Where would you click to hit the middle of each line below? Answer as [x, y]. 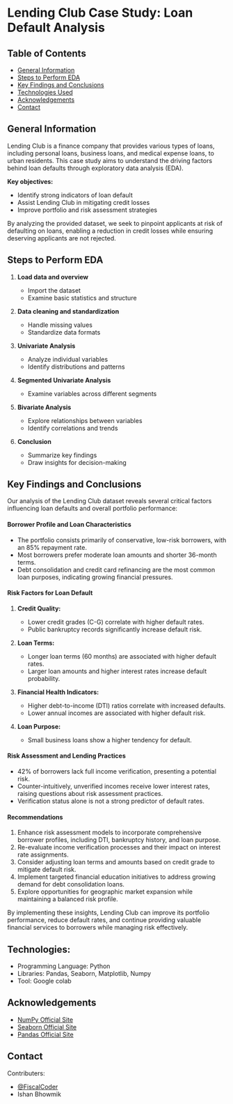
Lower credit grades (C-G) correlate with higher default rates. [116, 622]
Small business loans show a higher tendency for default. [110, 739]
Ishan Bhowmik [39, 1094]
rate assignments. [43, 854]
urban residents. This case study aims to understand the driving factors [110, 160]
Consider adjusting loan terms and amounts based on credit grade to [116, 862]
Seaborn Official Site [47, 1027]
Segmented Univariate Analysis [64, 380]
